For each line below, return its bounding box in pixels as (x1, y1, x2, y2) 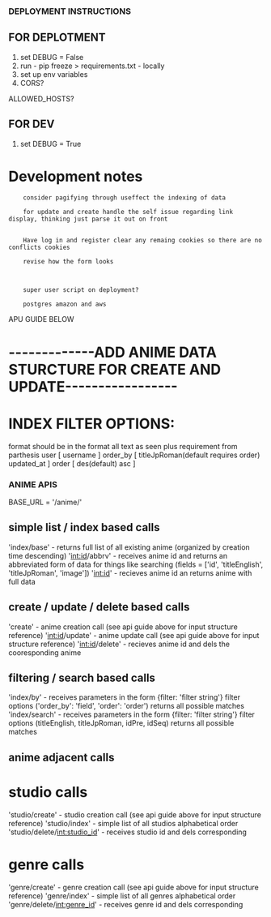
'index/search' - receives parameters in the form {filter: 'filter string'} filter (8, 709, 255, 719)
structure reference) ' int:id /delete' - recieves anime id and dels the (8, 639, 231, 649)
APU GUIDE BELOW (8, 315, 74, 324)
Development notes (8, 167, 143, 186)
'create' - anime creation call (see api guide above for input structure (8, 622, 239, 632)
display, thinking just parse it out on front (8, 215, 168, 224)
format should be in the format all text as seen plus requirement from (8, 441, 238, 451)
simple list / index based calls (8, 521, 160, 534)
